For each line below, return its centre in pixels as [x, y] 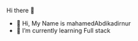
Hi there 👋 [20, 10]
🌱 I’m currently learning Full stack [63, 31]
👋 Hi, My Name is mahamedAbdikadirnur [73, 23]
